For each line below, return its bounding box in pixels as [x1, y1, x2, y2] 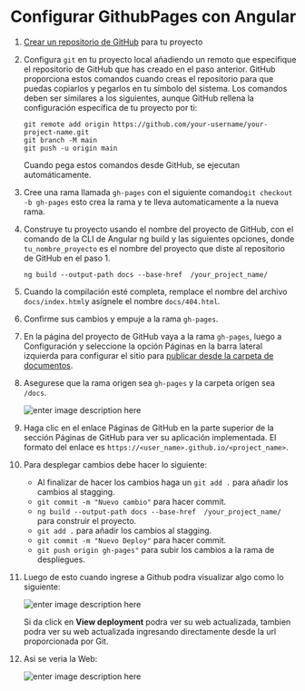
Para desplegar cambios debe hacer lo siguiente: [23, 459, 208, 469]
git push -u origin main [23, 143, 118, 153]
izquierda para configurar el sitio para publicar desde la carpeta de [23, 350, 274, 360]
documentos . [23, 360, 74, 370]
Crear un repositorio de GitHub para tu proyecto [23, 36, 203, 47]
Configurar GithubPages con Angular [10, 6, 297, 27]
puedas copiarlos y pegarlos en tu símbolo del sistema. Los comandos [23, 83, 288, 94]
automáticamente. [23, 169, 92, 180]
